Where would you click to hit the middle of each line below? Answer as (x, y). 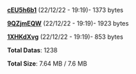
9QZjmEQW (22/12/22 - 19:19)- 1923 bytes (68, 23)
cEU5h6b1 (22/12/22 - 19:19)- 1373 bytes (65, 10)
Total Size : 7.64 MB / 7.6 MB (47, 64)
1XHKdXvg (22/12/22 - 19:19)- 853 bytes (65, 37)
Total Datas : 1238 (32, 50)
